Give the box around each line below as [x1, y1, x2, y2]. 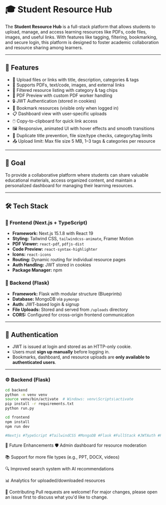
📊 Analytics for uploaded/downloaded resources [5, 477, 105, 483]
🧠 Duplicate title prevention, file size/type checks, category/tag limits [12, 132, 153, 138]
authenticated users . [12, 359, 56, 365]
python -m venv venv [5, 392, 48, 397]
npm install [5, 419, 30, 425]
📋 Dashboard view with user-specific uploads [12, 111, 107, 117]
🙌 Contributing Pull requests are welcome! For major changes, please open [5, 489, 158, 495]
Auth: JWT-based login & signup [12, 301, 80, 307]
